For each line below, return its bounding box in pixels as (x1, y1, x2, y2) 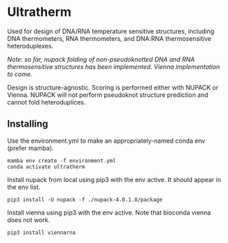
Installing (7, 118, 49, 130)
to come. (7, 70, 33, 78)
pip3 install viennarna (7, 229, 76, 236)
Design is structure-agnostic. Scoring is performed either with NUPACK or (7, 83, 219, 91)
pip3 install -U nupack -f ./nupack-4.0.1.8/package (7, 196, 163, 203)
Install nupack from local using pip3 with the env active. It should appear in (7, 175, 222, 183)
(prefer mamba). (7, 143, 54, 152)
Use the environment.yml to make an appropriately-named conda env (7, 136, 206, 145)
